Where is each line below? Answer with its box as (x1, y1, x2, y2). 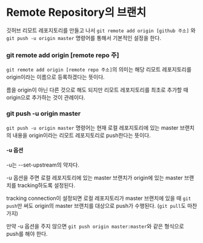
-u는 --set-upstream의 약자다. (6, 161, 80, 168)
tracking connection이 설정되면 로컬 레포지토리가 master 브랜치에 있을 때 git (6, 195, 191, 202)
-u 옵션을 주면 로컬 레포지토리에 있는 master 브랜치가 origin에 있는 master (6, 174, 183, 181)
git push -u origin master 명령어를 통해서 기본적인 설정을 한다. (6, 34, 162, 41)
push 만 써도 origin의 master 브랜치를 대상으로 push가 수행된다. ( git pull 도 (6, 202, 186, 209)
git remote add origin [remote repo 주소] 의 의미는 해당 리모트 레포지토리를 (6, 66, 192, 73)
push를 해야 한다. (6, 230, 48, 237)
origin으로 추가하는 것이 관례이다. (6, 94, 85, 101)
